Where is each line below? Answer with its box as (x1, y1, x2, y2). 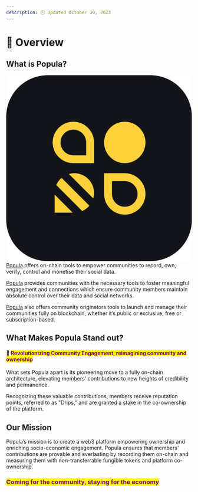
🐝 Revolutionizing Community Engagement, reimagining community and (6, 349, 187, 356)
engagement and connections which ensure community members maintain (6, 286, 188, 293)
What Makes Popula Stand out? (6, 333, 124, 343)
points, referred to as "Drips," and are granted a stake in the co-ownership (6, 399, 187, 406)
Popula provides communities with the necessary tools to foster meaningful (6, 279, 190, 286)
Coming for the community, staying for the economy (6, 478, 159, 486)
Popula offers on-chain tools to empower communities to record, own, (6, 261, 177, 268)
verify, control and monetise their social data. (6, 268, 116, 275)
